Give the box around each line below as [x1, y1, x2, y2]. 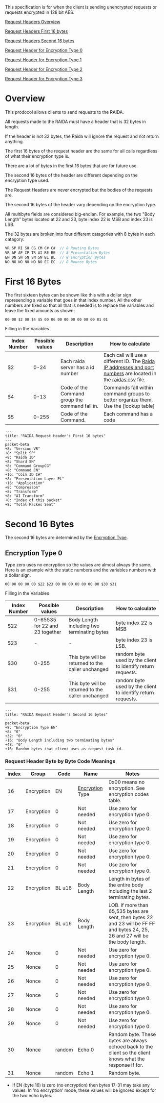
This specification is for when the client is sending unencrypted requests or [5, 4, 157, 10]
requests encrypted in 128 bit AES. [5, 9, 75, 15]
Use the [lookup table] [103, 403, 155, 410]
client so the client [108, 1050, 150, 1056]
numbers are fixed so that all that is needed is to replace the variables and [5, 302, 154, 308]
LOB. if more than [108, 902, 149, 908]
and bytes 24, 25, [108, 926, 149, 933]
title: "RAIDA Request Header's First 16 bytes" [5, 434, 106, 439]
